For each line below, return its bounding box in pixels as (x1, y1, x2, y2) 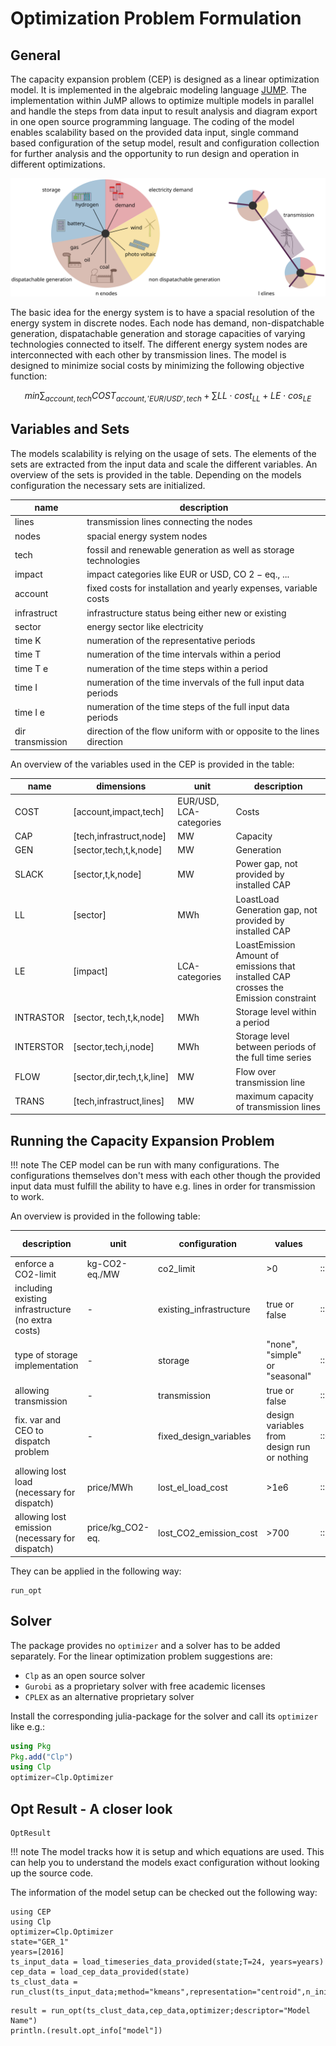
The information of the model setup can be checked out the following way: (10, 1887, 318, 1899)
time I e (14, 706, 45, 718)
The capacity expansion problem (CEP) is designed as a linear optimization (10, 73, 320, 85)
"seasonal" (266, 1370, 312, 1382)
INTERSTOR (14, 1041, 65, 1053)
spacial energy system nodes (86, 530, 208, 542)
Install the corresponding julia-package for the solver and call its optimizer (10, 1710, 319, 1722)
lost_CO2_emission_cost (158, 1527, 258, 1539)
